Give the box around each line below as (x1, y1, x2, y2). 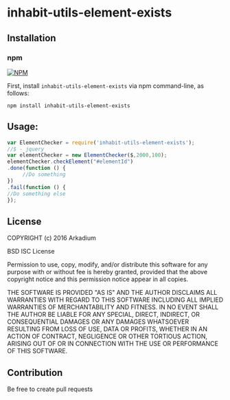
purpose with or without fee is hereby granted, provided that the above (7, 268, 208, 276)
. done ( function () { (7, 165, 67, 172)
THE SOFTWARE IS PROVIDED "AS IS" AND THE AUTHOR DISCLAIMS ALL (7, 289, 218, 297)
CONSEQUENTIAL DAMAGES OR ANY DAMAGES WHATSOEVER (7, 318, 189, 326)
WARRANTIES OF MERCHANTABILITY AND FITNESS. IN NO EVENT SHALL (7, 303, 219, 311)
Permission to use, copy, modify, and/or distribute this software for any (7, 260, 208, 269)
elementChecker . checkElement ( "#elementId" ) (7, 158, 134, 166)
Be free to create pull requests (7, 385, 93, 393)
